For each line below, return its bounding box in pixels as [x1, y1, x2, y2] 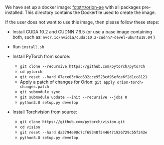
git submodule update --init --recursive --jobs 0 [19, 95, 128, 100]
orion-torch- [117, 80, 144, 85]
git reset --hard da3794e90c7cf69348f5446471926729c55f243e [19, 130, 148, 135]
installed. [5, 9, 24, 15]
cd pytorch [19, 69, 43, 74]
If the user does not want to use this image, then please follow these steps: [5, 19, 160, 25]
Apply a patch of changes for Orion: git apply [19, 79, 115, 85]
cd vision [19, 125, 41, 130]
